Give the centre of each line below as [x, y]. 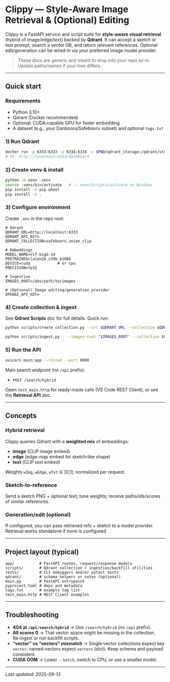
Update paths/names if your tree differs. [59, 66]
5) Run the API [23, 350]
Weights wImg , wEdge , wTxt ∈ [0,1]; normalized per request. [65, 472]
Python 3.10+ [26, 112]
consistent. [24, 654]
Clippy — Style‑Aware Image [67, 9]
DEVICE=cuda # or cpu [40, 263]
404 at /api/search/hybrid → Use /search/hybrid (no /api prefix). [82, 627]
